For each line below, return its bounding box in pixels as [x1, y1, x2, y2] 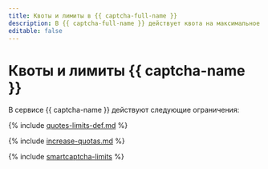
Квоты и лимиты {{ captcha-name [8, 61, 246, 80]
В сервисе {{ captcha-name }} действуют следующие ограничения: [8, 105, 240, 115]
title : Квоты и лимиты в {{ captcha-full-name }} [8, 11, 178, 20]
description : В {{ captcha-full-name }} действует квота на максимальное [8, 19, 261, 27]
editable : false [8, 27, 63, 35]
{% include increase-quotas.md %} [8, 136, 126, 146]
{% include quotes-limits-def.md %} [8, 121, 128, 130]
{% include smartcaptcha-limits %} [8, 152, 124, 162]
